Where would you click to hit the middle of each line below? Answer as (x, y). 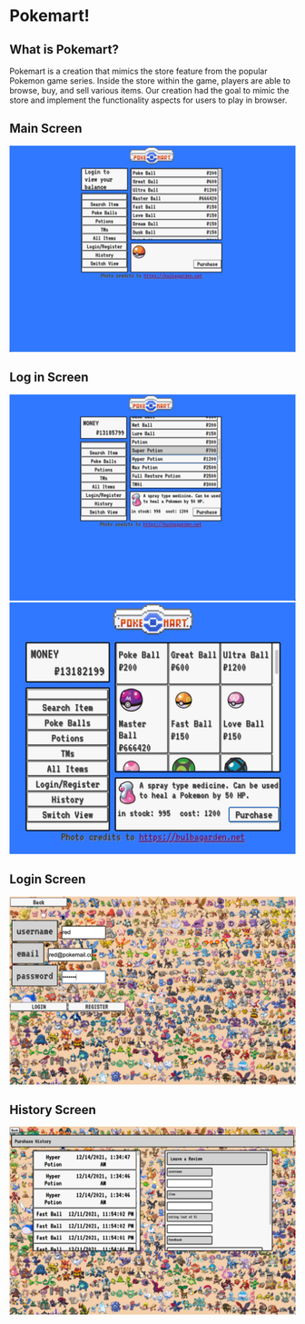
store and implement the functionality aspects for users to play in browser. (148, 100)
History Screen (53, 1110)
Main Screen (46, 129)
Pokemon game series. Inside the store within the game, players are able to (150, 81)
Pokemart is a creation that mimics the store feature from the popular (138, 71)
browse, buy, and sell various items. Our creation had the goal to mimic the (149, 90)
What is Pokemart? (64, 50)
